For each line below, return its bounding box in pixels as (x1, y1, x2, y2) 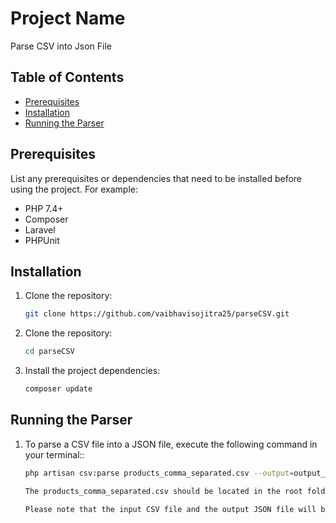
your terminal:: (24, 448, 85, 461)
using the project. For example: (10, 183, 139, 195)
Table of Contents (10, 69, 125, 86)
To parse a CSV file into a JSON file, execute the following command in (24, 438, 318, 450)
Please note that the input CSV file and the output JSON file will (24, 504, 317, 514)
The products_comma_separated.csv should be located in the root (24, 486, 303, 496)
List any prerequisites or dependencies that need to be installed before (10, 172, 303, 184)
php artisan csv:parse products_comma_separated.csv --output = (24, 468, 295, 478)
